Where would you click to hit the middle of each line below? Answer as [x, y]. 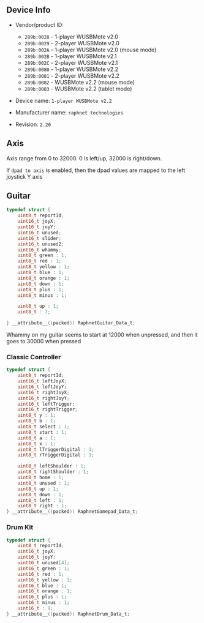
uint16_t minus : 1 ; [43, 603]
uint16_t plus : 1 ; [42, 597]
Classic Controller [34, 357]
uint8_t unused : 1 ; [43, 483]
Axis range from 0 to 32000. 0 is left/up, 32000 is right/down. [84, 158]
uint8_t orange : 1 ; [43, 278]
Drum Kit [20, 528]
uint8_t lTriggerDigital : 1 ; [56, 449]
